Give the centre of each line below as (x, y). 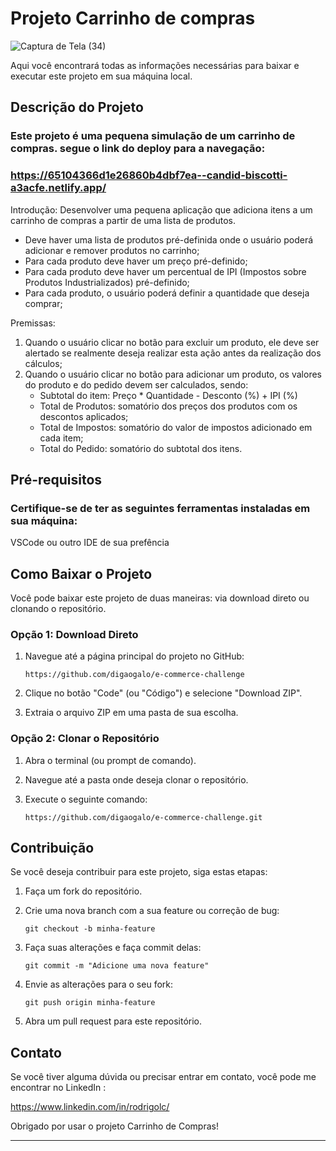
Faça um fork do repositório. (83, 891)
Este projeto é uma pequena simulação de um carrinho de (153, 136)
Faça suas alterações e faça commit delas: (113, 948)
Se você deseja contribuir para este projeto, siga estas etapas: (139, 872)
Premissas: (33, 323)
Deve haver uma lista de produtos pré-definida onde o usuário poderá (169, 239)
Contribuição (52, 848)
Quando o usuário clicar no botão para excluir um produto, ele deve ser (172, 342)
